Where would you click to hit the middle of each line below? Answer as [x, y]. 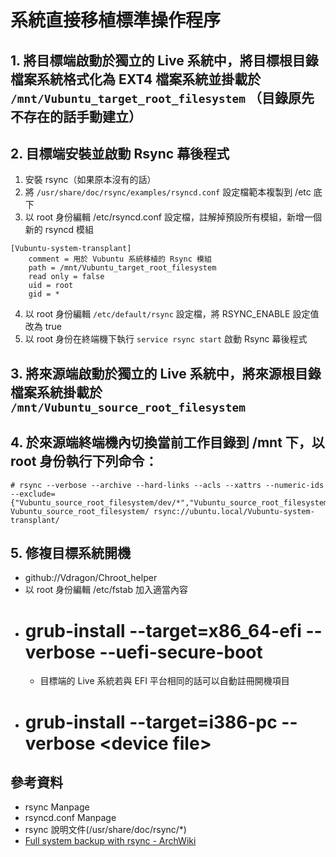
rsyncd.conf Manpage [70, 818]
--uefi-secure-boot [181, 652]
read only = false [66, 277]
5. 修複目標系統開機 [70, 552]
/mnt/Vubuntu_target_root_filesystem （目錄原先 [162, 97]
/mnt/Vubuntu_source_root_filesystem [128, 407]
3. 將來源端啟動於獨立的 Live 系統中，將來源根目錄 [166, 373]
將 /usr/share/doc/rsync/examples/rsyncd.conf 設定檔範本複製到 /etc [168, 192]
